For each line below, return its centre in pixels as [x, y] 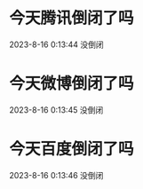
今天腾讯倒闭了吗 [72, 18]
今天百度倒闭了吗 [72, 150]
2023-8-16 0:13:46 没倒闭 [56, 175]
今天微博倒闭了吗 [72, 84]
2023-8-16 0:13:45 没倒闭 [56, 110]
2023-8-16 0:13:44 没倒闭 [56, 44]
